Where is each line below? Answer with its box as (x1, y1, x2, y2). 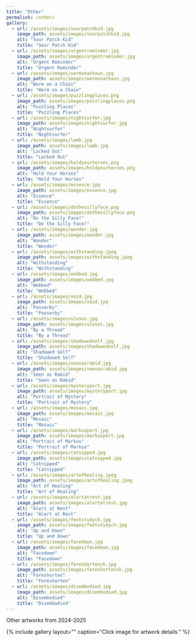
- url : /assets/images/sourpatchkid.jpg (11, 25, 114, 32)
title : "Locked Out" (17, 154, 68, 160)
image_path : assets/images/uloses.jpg (17, 321, 114, 327)
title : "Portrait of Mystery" (17, 400, 93, 406)
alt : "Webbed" (17, 282, 52, 288)
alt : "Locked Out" (17, 148, 63, 154)
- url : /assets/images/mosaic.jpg (11, 405, 98, 411)
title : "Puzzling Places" (17, 109, 82, 115)
